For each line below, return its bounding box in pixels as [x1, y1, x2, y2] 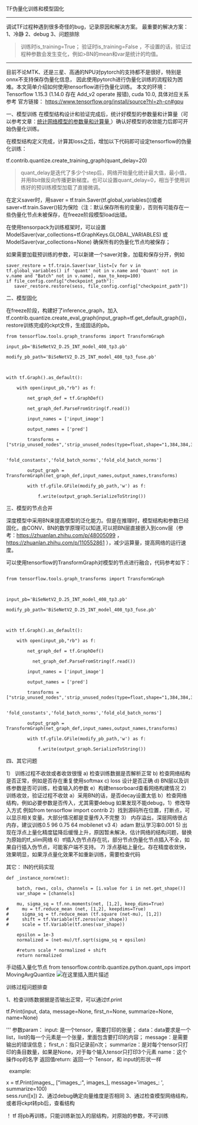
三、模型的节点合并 [6, 505, 53, 511]
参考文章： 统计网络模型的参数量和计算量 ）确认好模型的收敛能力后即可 [11, 118, 183, 125]
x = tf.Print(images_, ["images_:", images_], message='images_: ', [6, 1079, 164, 1086]
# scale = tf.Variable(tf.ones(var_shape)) [6, 922, 126, 927]
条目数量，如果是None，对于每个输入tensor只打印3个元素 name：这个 [16, 1048, 187, 1055]
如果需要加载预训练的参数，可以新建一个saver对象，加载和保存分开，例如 [6, 251, 185, 258]
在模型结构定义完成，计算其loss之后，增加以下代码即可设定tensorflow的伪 [6, 138, 187, 144]
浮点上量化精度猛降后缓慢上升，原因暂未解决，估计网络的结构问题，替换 [16, 829, 192, 835]
